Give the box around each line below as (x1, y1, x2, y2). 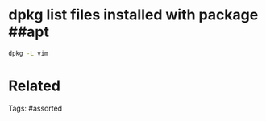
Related (8, 77, 60, 94)
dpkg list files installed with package (8, 6, 259, 24)
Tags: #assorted (8, 103, 63, 113)
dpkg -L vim (8, 49, 48, 57)
